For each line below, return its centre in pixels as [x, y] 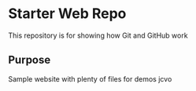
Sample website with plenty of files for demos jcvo [90, 78]
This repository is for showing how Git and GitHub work [98, 35]
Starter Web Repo [67, 14]
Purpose [30, 60]
